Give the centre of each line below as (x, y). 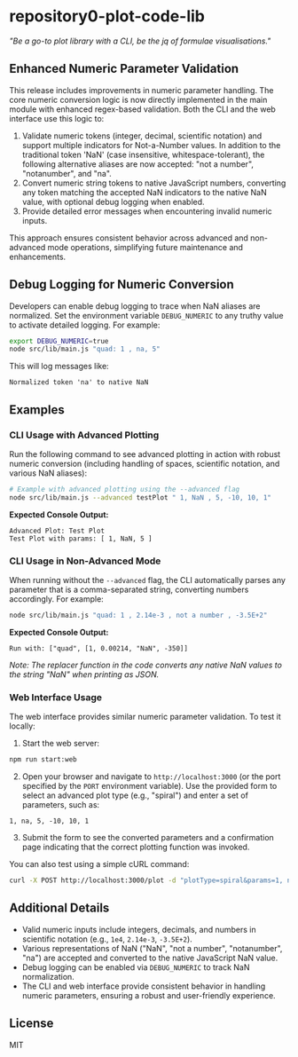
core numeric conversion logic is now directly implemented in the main (138, 99)
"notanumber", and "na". (67, 173)
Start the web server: (61, 744)
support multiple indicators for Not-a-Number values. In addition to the (151, 145)
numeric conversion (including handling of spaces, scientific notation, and (145, 464)
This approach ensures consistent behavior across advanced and (129, 238)
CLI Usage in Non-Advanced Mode (85, 561)
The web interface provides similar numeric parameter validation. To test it (145, 717)
